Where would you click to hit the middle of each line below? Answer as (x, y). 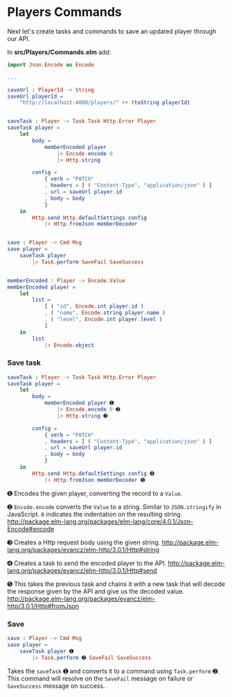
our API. (19, 38)
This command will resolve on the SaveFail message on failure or (100, 678)
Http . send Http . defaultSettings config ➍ (93, 473)
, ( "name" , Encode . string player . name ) (105, 313)
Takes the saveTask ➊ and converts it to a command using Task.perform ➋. (114, 671)
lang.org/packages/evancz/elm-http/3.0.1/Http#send (82, 570)
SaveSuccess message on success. (56, 686)
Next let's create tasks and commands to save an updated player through (112, 31)
